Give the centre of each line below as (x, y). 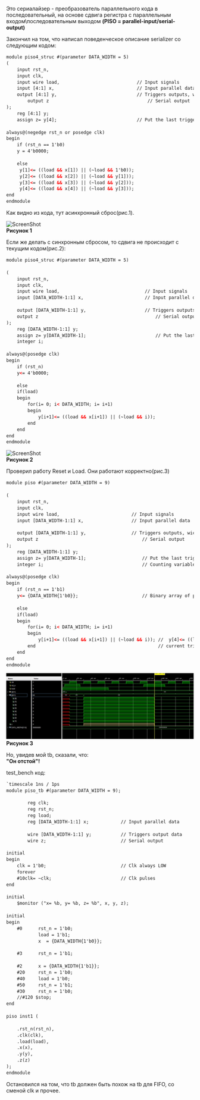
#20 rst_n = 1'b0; (45, 972)
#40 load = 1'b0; (43, 979)
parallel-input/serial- (149, 21)
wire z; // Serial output (96, 841)
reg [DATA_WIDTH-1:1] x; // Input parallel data (104, 822)
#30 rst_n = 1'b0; (45, 991)
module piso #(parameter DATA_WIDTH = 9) (58, 483)
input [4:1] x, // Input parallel (100, 89)
